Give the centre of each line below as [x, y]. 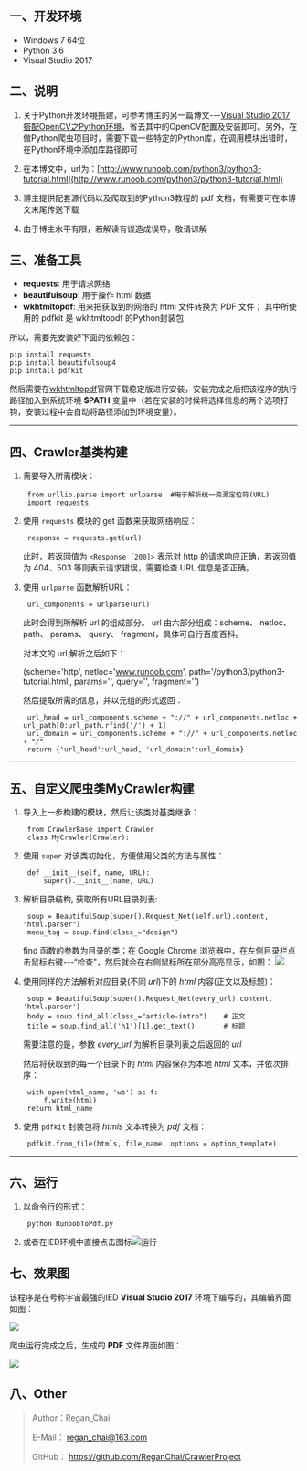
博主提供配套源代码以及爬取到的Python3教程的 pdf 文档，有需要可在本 [155, 197]
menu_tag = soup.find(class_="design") [103, 933]
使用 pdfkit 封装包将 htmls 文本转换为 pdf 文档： [115, 1126]
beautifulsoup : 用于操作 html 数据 [87, 295]
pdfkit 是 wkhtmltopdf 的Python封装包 [112, 318]
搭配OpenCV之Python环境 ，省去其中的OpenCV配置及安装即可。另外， [156, 126]
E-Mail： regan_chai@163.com [90, 1437]
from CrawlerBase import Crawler [90, 830]
